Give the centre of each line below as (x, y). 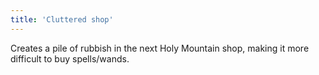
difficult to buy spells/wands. (70, 58)
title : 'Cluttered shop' (62, 19)
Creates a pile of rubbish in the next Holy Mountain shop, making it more (160, 48)
